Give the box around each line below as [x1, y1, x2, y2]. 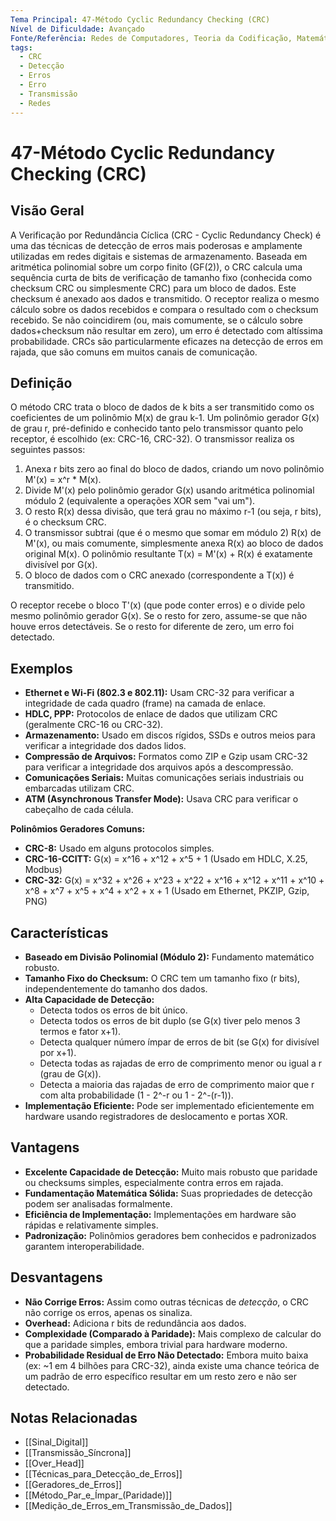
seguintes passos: [10, 444, 86, 456]
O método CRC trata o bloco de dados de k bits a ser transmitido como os [10, 401, 315, 413]
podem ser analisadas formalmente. [24, 1197, 173, 1210]
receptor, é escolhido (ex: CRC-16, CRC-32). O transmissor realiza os [10, 433, 295, 445]
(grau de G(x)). [39, 1067, 102, 1080]
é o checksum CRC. [24, 516, 107, 528]
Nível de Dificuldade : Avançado [10, 24, 145, 34]
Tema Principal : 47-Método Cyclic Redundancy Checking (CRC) [10, 14, 271, 25]
